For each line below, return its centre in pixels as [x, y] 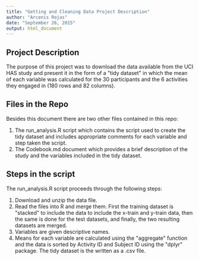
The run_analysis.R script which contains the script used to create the [100, 130]
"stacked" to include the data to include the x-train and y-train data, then [104, 212]
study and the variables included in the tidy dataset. [78, 155]
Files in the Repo [37, 104]
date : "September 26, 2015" [41, 23]
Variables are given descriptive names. [62, 231]
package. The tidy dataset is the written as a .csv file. [80, 250]
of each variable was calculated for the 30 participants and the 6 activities [97, 79]
